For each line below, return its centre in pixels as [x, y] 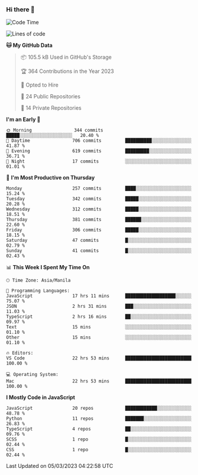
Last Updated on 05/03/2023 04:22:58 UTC [60, 466]
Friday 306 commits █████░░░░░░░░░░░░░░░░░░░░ [99, 230]
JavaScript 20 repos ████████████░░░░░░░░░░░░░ [99, 409]
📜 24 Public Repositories [51, 97]
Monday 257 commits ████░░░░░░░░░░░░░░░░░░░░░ [99, 189]
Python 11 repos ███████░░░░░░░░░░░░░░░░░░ [99, 419]
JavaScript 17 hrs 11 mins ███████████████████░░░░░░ [99, 296]
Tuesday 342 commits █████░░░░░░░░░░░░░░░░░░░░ [99, 199]
